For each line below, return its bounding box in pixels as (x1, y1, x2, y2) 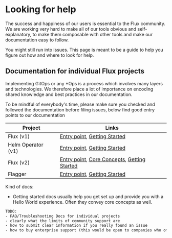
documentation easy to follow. (5, 37, 69, 43)
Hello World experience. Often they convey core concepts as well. (12, 199, 153, 205)
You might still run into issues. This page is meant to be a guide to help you (5, 46, 164, 53)
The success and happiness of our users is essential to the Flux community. (5, 20, 165, 27)
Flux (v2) (8, 159, 30, 166)
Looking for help (5, 4, 76, 15)
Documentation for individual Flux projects (5, 67, 145, 76)
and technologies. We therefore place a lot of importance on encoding (5, 86, 154, 92)
